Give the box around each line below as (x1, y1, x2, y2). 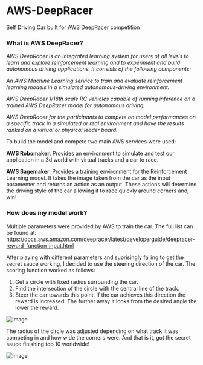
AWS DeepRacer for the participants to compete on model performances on (6, 113, 196, 121)
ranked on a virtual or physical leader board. (6, 127, 118, 134)
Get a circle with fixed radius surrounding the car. (14, 278, 138, 285)
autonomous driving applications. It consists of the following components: (6, 65, 192, 73)
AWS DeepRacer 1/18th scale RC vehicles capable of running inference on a (6, 95, 196, 103)
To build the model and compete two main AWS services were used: (6, 138, 176, 145)
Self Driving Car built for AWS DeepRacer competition (6, 24, 140, 31)
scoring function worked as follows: (6, 266, 95, 274)
